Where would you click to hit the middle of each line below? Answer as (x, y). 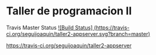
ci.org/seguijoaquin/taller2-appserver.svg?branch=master (77, 33)
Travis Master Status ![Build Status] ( (51, 27)
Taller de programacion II (69, 11)
